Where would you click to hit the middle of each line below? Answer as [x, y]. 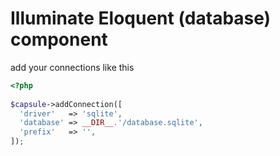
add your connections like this [72, 67]
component [59, 39]
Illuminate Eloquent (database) [141, 18]
